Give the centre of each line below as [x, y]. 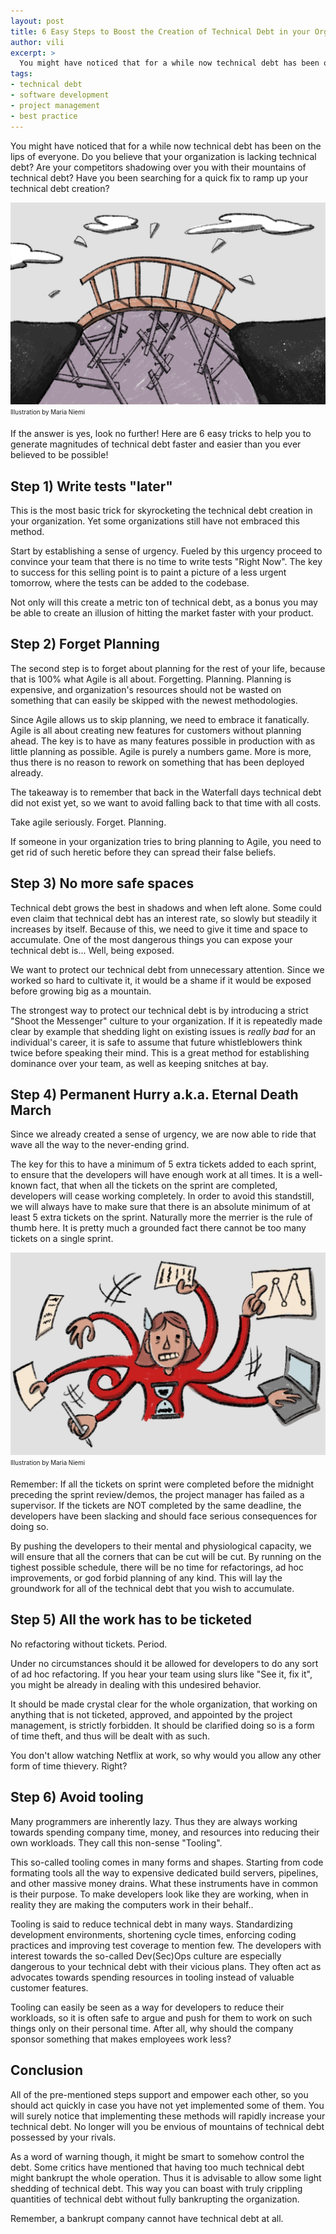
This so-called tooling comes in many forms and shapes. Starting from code [167, 1862]
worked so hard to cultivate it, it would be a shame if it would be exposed [161, 980]
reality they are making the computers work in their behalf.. [132, 1904]
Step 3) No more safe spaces [102, 883]
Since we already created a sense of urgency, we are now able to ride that [163, 1134]
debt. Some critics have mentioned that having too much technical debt [157, 2167]
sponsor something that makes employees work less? [121, 2039]
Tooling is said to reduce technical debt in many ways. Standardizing [151, 1924]
